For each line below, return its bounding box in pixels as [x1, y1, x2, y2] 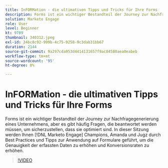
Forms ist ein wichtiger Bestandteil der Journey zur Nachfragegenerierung [5, 116, 159, 122]
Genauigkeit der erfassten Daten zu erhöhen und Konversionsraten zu [5, 143, 149, 149]
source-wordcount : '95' [5, 58, 55, 63]
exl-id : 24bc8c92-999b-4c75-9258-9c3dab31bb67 [5, 40, 104, 45]
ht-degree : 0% [5, 63, 35, 68]
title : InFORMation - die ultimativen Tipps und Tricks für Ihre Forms [5, 7, 157, 12]
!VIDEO [17, 158, 32, 164]
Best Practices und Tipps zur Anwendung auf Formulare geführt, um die [5, 137, 154, 143]
